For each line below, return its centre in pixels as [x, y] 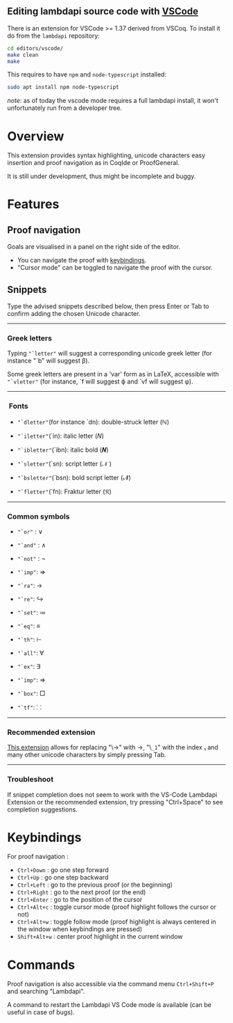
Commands [41, 965]
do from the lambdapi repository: [54, 35]
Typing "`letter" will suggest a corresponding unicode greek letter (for [110, 354]
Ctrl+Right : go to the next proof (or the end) [81, 892]
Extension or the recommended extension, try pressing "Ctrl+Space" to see [115, 802]
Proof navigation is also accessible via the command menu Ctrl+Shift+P [111, 984]
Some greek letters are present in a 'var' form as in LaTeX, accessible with [113, 374]
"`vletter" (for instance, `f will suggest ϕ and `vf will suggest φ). [100, 381]
